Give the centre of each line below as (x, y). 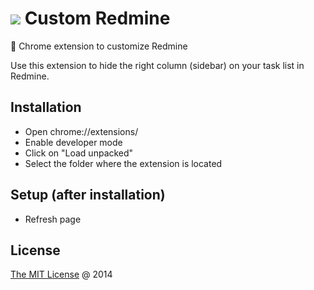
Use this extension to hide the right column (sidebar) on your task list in (157, 65)
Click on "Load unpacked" (79, 153)
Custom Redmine (97, 18)
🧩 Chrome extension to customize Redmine (99, 46)
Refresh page (53, 219)
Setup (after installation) (88, 195)
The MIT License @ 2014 (61, 274)
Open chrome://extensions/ (81, 131)
